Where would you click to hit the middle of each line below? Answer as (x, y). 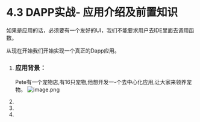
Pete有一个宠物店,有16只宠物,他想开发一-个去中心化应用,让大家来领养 (101, 82)
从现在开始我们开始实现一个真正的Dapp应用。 (63, 50)
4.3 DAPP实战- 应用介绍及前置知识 (92, 12)
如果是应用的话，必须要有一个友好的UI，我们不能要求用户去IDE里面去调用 (98, 30)
